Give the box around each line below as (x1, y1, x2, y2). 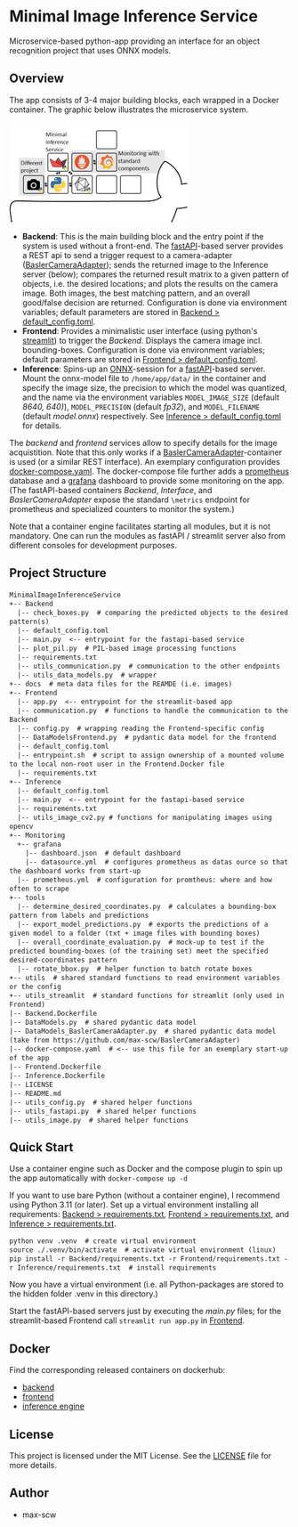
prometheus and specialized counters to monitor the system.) (9, 503, 235, 514)
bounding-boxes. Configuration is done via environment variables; (21, 345, 265, 355)
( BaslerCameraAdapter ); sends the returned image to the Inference (21, 259, 269, 270)
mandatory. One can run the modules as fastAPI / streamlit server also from (9, 530, 286, 540)
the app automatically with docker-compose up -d (9, 1173, 189, 1183)
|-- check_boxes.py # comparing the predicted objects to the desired (17, 608, 289, 617)
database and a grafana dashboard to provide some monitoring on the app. (9, 475, 285, 486)
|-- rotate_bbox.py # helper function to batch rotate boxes (17, 964, 253, 973)
